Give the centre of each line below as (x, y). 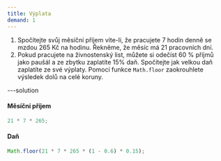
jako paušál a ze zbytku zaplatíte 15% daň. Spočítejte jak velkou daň (115, 62)
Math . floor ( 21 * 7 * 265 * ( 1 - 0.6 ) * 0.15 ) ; (76, 151)
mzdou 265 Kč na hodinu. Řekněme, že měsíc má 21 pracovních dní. (115, 47)
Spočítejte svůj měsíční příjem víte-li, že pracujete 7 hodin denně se (114, 40)
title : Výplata (29, 14)
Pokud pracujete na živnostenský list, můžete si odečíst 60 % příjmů (115, 54)
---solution (23, 90)
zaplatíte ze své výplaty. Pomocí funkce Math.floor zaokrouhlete (110, 69)
